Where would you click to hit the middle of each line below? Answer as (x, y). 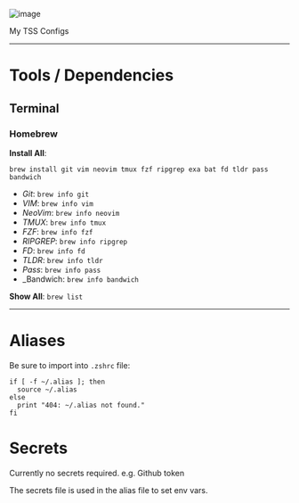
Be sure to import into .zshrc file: (70, 365)
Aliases (37, 341)
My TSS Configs (39, 31)
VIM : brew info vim (57, 203)
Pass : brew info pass (61, 269)
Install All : (28, 153)
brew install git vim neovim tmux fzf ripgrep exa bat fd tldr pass (139, 169)
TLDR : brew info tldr (63, 260)
